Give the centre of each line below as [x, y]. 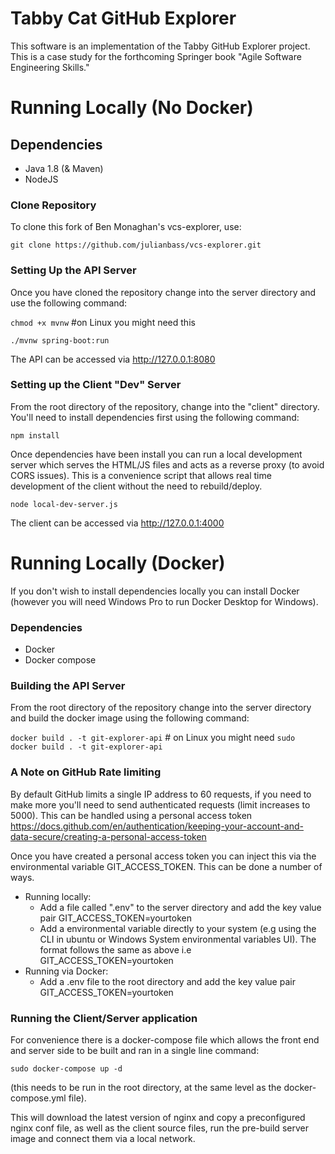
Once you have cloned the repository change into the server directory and [163, 292]
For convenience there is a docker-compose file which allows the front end [165, 1039]
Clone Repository [53, 205]
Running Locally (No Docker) [132, 108]
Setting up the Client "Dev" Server [96, 385]
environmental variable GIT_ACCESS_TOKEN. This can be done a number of [166, 866]
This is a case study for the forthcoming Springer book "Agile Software [156, 56]
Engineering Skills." [50, 67]
